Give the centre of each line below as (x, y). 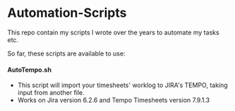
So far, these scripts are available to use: (66, 53)
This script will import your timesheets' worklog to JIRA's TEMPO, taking (122, 85)
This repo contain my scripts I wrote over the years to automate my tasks (114, 32)
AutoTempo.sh (29, 70)
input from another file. (51, 93)
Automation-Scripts (67, 13)
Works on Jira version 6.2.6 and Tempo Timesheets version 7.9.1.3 (114, 100)
